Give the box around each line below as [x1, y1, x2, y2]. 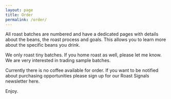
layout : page [5, 7, 33, 13]
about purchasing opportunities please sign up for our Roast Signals [5, 73, 149, 79]
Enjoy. [5, 88, 18, 94]
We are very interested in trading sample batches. [5, 57, 111, 64]
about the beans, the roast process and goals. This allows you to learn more [5, 36, 166, 43]
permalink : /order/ [5, 17, 47, 22]
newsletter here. [5, 78, 40, 85]
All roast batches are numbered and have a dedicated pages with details [5, 31, 159, 37]
